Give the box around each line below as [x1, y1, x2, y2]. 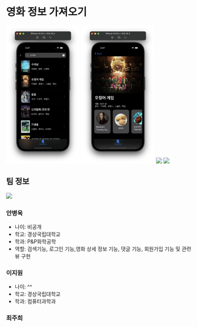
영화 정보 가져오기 [6, 5, 87, 19]
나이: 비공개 [14, 224, 42, 231]
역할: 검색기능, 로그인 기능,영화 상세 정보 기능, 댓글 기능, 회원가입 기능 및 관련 [14, 245, 192, 252]
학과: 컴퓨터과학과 [14, 298, 56, 305]
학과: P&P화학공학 [14, 238, 56, 245]
